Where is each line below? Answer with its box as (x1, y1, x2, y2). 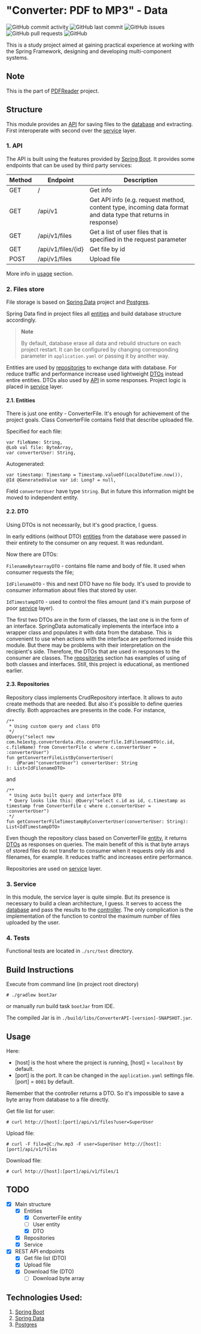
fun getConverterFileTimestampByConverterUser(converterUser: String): (6, 819, 188, 825)
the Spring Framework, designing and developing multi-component (6, 47, 172, 54)
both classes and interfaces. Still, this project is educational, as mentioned (6, 660, 190, 667)
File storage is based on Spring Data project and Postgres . (6, 298, 150, 306)
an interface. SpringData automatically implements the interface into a (6, 622, 179, 630)
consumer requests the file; (6, 569, 74, 576)
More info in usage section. (6, 270, 74, 277)
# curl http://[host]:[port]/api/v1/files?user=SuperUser (6, 1119, 154, 1125)
